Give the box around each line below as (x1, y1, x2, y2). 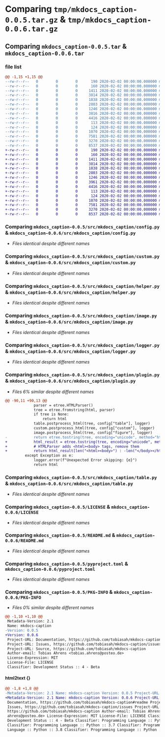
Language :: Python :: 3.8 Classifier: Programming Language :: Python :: (7, 727, 164, 732)
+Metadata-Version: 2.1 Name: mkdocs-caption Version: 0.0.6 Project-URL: (5, 695, 162, 700)
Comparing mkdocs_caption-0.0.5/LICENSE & (5, 503, 110, 510)
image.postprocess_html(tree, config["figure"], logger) (33, 430, 153, 435)
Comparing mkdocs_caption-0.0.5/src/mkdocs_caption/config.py (5, 223, 160, 230)
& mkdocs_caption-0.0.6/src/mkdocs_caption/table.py (5, 480, 134, 487)
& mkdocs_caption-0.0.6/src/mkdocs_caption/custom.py (5, 259, 136, 266)
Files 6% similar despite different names (12, 389, 94, 395)
